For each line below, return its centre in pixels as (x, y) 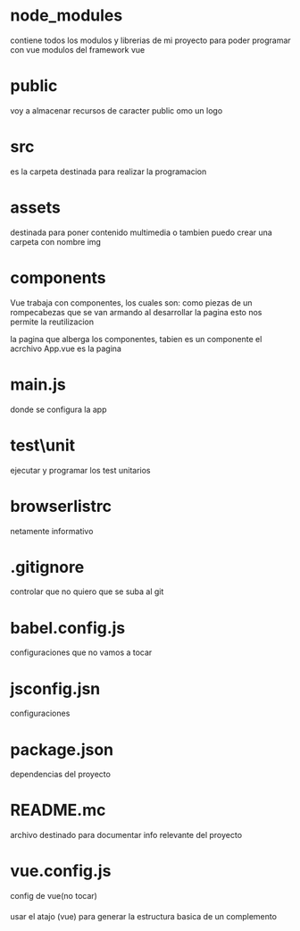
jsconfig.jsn (55, 688)
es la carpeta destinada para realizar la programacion (108, 172)
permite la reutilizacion (52, 322)
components (58, 277)
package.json (62, 749)
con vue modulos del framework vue (78, 49)
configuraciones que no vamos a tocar (81, 652)
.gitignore (47, 567)
